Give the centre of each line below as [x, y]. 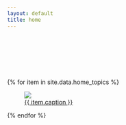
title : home [24, 20]
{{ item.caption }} [49, 102]
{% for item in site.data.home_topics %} [63, 82]
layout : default [30, 13]
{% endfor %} [27, 115]
